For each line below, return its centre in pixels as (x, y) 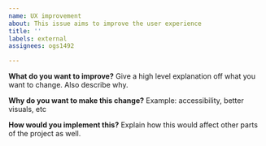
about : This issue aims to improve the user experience (105, 24)
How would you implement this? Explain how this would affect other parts (133, 125)
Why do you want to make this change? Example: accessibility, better (126, 101)
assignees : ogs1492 (41, 46)
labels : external (38, 39)
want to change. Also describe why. (68, 85)
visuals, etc (28, 109)
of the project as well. (45, 134)
